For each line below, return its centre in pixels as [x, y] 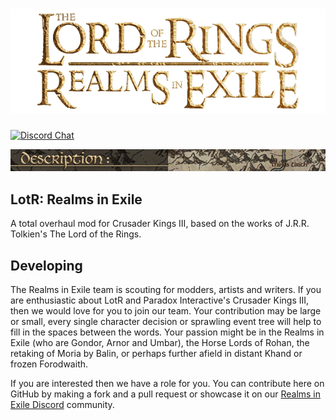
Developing [46, 265]
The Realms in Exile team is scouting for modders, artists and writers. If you [166, 289]
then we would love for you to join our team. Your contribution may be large [166, 311]
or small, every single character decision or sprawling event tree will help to [166, 321]
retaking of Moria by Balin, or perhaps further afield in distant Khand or [156, 353]
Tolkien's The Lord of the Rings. [76, 234]
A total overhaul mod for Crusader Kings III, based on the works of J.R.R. [160, 224]
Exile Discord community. [62, 404]
